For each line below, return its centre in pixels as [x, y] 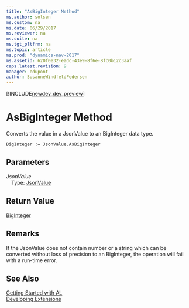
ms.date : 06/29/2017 [31, 28]
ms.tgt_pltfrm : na [28, 45]
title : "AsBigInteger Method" [43, 11]
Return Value [30, 201]
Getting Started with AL [34, 293]
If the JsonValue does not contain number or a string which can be [86, 248]
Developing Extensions [34, 299]
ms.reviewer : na [26, 33]
